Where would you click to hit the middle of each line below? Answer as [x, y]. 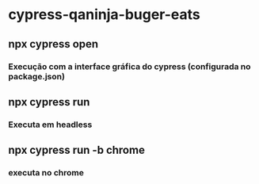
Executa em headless [50, 125]
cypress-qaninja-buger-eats [104, 15]
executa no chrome [46, 173]
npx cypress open [53, 44]
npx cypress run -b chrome [76, 150]
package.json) [37, 76]
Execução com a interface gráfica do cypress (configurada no [129, 67]
